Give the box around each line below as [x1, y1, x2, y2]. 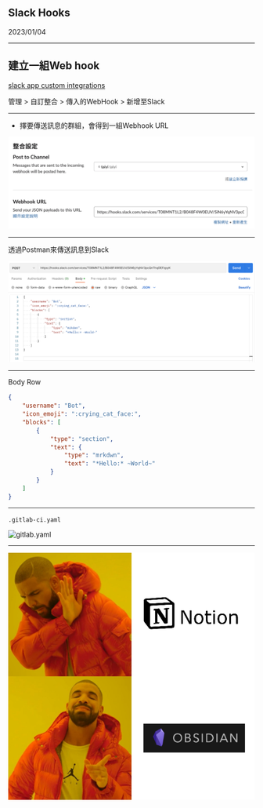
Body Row [8, 377, 41, 387]
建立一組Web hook [8, 59, 100, 73]
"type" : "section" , [49, 435, 113, 442]
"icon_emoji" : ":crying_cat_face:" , [22, 410, 142, 418]
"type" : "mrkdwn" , [63, 451, 124, 460]
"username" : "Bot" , [22, 402, 86, 410]
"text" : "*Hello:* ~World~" [63, 460, 156, 468]
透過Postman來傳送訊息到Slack [8, 245, 110, 254]
